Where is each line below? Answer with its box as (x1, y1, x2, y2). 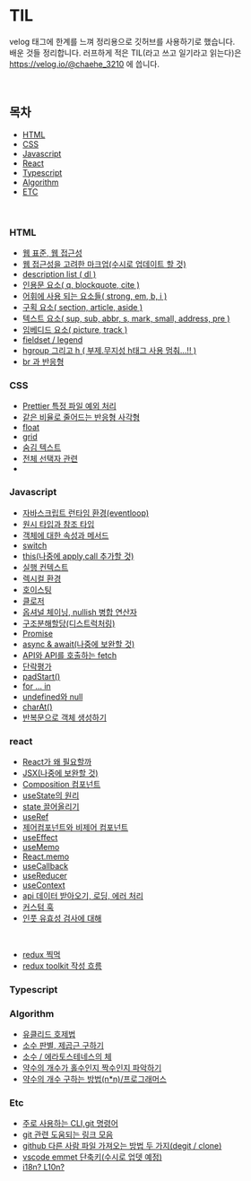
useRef (22, 811, 49, 821)
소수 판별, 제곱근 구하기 (22, 1040, 105, 1051)
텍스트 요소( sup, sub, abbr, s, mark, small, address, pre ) (22, 313, 230, 324)
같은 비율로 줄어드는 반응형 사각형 (22, 412, 141, 422)
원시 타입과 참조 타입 (22, 518, 95, 529)
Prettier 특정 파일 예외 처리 (22, 401, 117, 412)
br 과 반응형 (22, 356, 65, 368)
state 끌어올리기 (22, 801, 80, 812)
